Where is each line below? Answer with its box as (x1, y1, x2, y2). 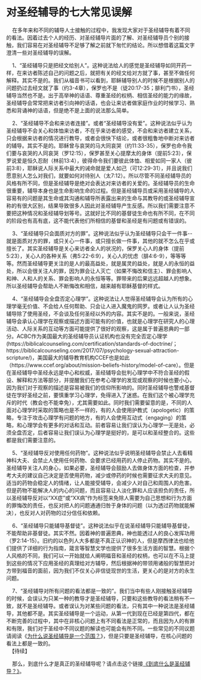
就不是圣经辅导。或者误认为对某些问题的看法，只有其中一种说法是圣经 (16, 602, 190, 609)
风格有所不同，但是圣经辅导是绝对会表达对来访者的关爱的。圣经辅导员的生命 (6, 179, 195, 187)
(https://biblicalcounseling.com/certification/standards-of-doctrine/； (6, 340, 178, 347)
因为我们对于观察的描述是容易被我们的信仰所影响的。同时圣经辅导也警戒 (6, 384, 184, 391)
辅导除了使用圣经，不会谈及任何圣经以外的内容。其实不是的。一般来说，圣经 (6, 310, 195, 317)
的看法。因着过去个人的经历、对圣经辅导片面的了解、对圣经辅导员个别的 (6, 34, 184, 41)
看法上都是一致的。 (6, 640, 54, 647)
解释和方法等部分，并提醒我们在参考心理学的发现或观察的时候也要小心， (16, 376, 195, 384)
